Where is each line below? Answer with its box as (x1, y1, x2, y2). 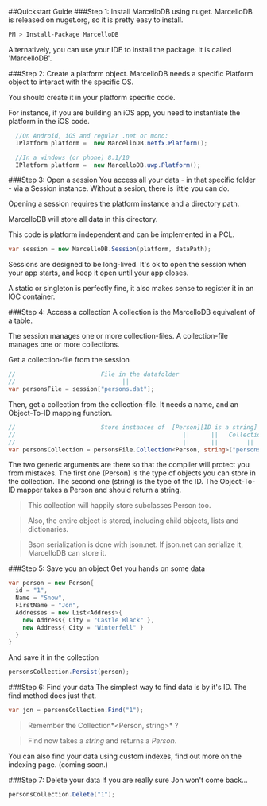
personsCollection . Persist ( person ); (8, 668, 130, 676)
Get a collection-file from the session (8, 355, 130, 365)
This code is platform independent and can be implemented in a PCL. (8, 230, 235, 239)
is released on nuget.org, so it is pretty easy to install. (8, 15, 184, 25)
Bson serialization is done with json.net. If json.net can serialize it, (27, 540, 244, 549)
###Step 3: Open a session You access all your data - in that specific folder (8, 175, 256, 185)
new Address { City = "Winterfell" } (22, 623, 145, 631)
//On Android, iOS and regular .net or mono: (15, 131, 169, 140)
